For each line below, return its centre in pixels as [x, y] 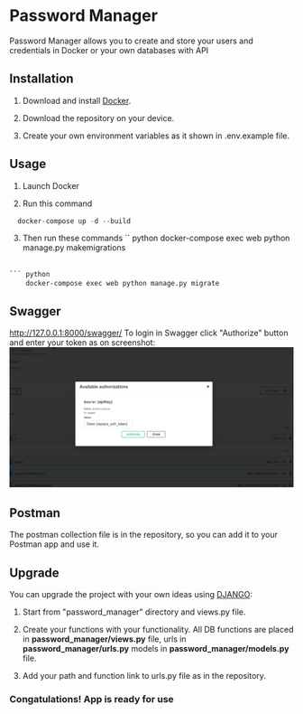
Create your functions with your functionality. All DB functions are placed [158, 629]
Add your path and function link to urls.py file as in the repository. [144, 675]
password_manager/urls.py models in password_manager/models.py [156, 648]
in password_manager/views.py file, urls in [104, 639]
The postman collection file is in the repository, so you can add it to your [143, 535]
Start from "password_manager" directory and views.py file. [134, 612]
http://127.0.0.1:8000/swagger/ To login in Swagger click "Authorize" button [149, 333]
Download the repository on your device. [98, 117]
